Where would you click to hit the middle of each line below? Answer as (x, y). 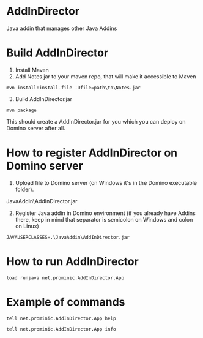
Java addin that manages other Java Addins (62, 28)
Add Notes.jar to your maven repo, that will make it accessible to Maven (105, 76)
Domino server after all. (36, 128)
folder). (24, 189)
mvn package (21, 110)
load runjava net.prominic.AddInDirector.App (65, 278)
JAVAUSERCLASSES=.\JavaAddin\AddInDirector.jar (68, 237)
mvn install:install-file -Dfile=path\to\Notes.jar (73, 88)
